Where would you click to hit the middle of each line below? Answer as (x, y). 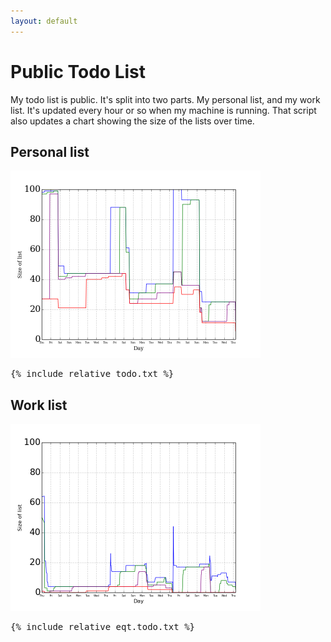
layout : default (44, 21)
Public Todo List (78, 71)
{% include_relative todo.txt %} (92, 374)
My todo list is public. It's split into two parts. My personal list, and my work (165, 99)
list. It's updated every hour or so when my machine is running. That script (163, 110)
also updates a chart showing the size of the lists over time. (132, 121)
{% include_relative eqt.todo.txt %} (103, 627)
